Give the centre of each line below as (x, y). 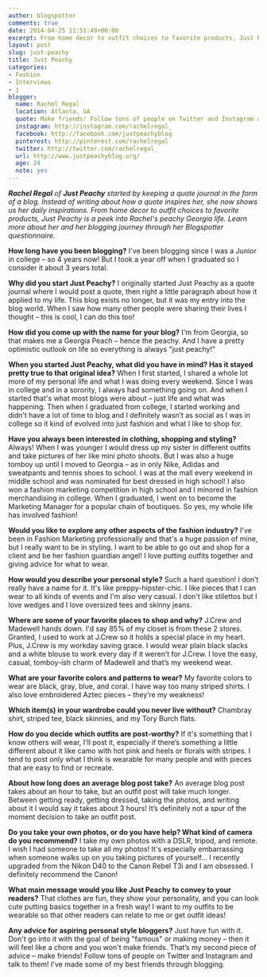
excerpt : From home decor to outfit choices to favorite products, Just (131, 38)
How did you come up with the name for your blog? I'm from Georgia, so (128, 332)
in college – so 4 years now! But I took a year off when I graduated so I (124, 259)
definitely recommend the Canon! (63, 874)
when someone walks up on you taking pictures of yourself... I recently (124, 857)
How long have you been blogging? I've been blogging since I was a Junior (132, 251)
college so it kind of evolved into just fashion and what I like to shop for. (125, 423)
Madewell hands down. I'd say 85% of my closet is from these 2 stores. (125, 629)
